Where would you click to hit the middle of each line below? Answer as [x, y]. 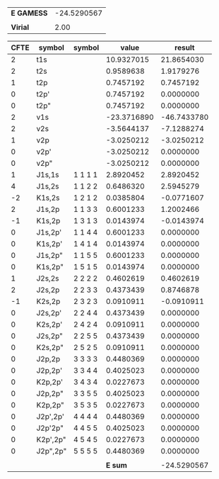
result [184, 47]
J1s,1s [48, 175]
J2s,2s [48, 278]
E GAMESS [29, 13]
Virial [20, 27]
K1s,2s [48, 198]
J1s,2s [48, 186]
